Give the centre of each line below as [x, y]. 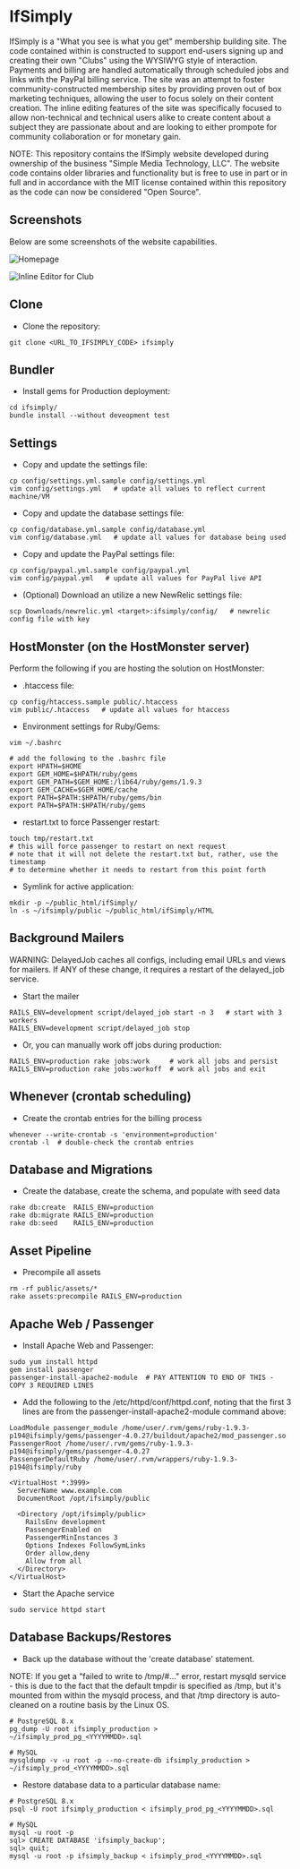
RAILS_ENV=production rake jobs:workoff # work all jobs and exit [138, 1069]
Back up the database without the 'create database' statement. [138, 1659]
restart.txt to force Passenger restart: [91, 822]
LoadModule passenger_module [64, 1428]
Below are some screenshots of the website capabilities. [113, 241]
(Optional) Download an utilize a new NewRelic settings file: [132, 595]
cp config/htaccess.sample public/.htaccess [94, 702]
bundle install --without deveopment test [90, 416]
